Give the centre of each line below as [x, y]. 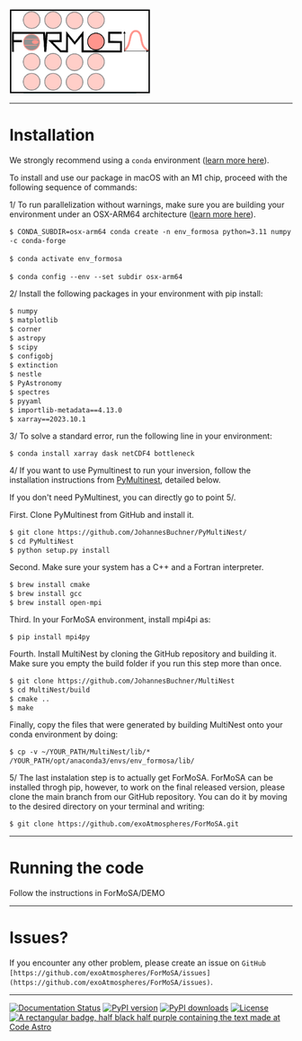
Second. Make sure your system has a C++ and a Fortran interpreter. [137, 566]
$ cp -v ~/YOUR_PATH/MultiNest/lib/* [80, 752]
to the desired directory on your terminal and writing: [107, 806]
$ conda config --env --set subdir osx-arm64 [96, 276]
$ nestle [26, 374]
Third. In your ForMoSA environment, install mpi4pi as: [110, 619]
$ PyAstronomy [36, 383]
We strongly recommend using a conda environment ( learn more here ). [139, 160]
